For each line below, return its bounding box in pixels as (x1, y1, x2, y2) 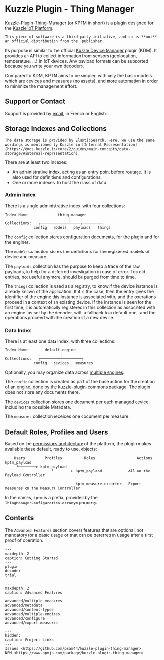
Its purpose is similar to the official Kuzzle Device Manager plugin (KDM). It (5, 47, 157, 53)
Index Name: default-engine (5, 348, 76, 353)
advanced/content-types (5, 607, 54, 612)
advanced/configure (5, 616, 45, 621)
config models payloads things (33, 225, 111, 230)
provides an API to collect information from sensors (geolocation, (5, 53, 137, 59)
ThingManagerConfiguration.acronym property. (5, 500, 98, 505)
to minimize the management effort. (5, 83, 78, 89)
